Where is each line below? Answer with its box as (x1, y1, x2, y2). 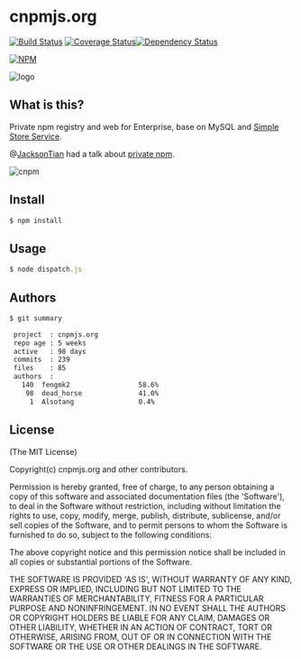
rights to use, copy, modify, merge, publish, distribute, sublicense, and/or (9, 510, 281, 521)
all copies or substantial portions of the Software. (9, 556, 192, 567)
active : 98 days (13, 347, 87, 356)
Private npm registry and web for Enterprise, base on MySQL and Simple (9, 121, 279, 132)
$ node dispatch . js (9, 265, 83, 274)
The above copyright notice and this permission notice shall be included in (9, 546, 286, 557)
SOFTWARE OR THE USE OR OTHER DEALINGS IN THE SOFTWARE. (9, 641, 262, 652)
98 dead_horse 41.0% (25, 388, 160, 398)
